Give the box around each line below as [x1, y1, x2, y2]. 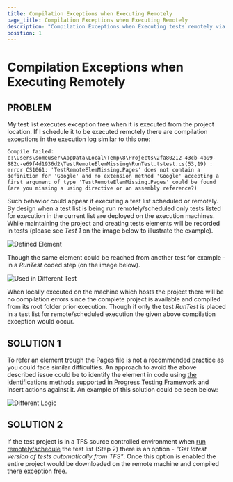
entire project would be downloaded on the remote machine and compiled [7, 459, 220, 467]
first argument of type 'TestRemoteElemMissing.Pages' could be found [7, 178, 216, 186]
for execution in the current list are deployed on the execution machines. [7, 212, 216, 220]
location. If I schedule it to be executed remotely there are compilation [7, 128, 208, 136]
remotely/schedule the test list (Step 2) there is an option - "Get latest [7, 444, 207, 453]
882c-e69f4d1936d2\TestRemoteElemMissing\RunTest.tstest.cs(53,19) [7, 160, 207, 167]
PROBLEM [7, 101, 52, 113]
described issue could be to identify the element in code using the [7, 371, 197, 379]
